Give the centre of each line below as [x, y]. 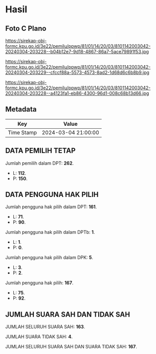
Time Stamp [23, 132]
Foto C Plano [26, 28]
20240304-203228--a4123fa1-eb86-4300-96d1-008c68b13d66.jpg [77, 93]
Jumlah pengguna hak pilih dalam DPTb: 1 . [50, 232]
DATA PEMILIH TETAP [40, 151]
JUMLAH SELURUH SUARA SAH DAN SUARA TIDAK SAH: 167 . [71, 347]
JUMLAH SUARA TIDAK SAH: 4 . [39, 337]
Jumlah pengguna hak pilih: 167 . [39, 283]
